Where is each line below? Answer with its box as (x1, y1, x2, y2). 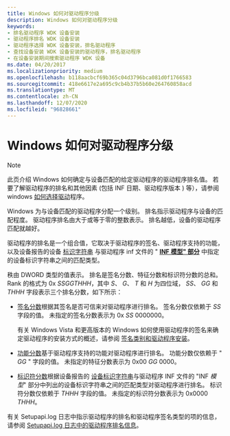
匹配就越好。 (7, 224, 43, 232)
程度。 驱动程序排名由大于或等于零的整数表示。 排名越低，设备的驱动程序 (12, 215, 221, 224)
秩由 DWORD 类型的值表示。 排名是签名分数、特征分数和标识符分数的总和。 (7, 270, 222, 279)
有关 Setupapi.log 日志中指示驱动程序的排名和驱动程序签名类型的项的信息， (7, 412, 221, 420)
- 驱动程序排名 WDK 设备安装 (7, 36, 80, 43)
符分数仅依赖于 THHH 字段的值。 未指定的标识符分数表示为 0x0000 (16, 389, 208, 397)
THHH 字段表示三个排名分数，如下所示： (7, 287, 123, 296)
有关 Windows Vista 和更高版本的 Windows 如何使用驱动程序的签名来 (16, 325, 213, 334)
